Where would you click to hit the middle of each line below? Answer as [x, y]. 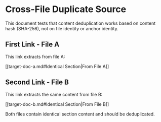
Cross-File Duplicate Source [66, 9]
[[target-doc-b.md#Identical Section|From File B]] [57, 104]
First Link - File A [32, 45]
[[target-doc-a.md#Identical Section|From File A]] [57, 66]
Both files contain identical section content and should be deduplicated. [80, 114]
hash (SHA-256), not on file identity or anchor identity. [62, 28]
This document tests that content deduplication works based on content [80, 23]
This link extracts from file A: [35, 56]
